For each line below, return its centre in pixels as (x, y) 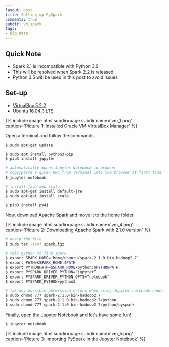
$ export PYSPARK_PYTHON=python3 (40, 282)
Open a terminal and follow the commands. (50, 135)
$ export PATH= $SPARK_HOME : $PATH (40, 263)
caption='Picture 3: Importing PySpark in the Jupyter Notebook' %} (75, 339)
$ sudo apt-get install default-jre (44, 191)
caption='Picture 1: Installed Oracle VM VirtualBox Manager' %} (71, 126)
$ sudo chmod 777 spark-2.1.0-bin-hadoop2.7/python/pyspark (70, 305)
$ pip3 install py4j (27, 205)
